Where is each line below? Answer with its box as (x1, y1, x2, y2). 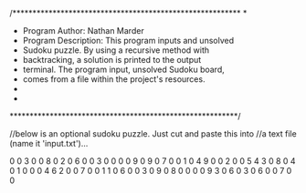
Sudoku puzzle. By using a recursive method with (22, 45, 210, 56)
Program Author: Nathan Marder (22, 25, 144, 36)
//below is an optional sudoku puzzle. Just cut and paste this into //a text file (9, 128, 297, 139)
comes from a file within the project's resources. (22, 74, 206, 85)
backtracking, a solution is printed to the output (22, 55, 202, 65)
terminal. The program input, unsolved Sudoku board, (22, 64, 226, 75)
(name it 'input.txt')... (9, 138, 89, 148)
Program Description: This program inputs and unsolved (22, 36, 235, 46)
